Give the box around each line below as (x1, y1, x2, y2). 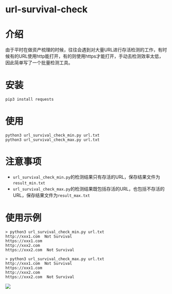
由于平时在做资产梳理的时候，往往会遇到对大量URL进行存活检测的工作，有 (5, 47, 163, 53)
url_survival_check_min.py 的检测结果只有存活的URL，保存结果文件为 (12, 174, 161, 180)
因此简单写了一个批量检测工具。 (5, 60, 73, 66)
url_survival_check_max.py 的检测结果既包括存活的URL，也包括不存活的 (12, 186, 165, 192)
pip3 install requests (5, 97, 54, 102)
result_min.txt (12, 180, 46, 186)
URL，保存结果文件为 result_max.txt (12, 192, 90, 198)
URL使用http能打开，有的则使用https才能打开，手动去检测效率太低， (18, 53, 164, 60)
